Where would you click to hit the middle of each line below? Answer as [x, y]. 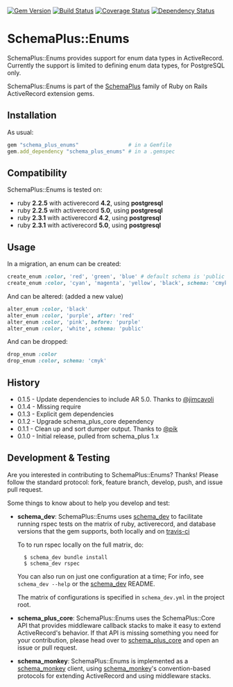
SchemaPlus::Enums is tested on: [55, 190]
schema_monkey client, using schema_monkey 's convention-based [114, 668]
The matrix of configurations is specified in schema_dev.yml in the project [121, 597]
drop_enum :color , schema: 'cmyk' [57, 361]
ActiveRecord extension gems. [51, 93]
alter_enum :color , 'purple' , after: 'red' [71, 315]
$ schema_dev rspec [52, 563]
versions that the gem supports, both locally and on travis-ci [103, 531]
